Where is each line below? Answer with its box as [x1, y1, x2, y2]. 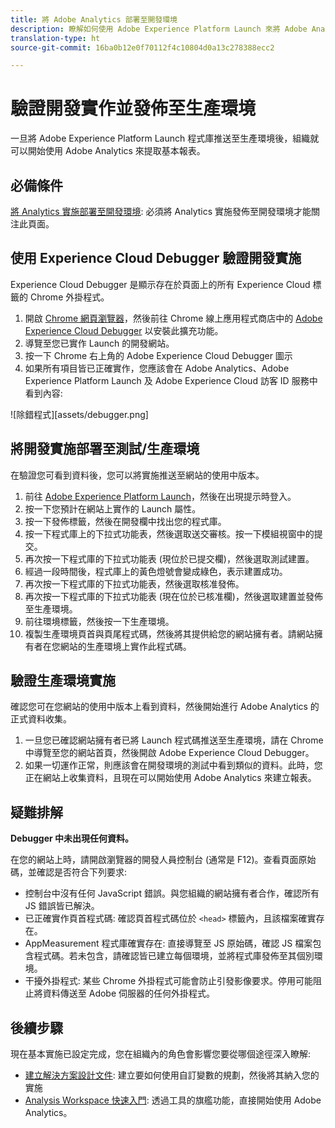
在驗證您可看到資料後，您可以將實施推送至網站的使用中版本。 [10, 469, 265, 481]
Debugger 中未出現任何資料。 [10, 832, 135, 845]
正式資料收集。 [10, 713, 72, 725]
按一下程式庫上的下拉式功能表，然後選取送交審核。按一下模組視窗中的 [24, 527, 315, 540]
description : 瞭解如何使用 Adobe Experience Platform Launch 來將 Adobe [10, 24, 308, 34]
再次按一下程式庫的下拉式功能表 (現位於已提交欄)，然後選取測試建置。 [24, 552, 315, 565]
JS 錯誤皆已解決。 [24, 900, 100, 912]
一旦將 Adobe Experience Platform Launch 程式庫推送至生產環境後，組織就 [10, 132, 320, 145]
